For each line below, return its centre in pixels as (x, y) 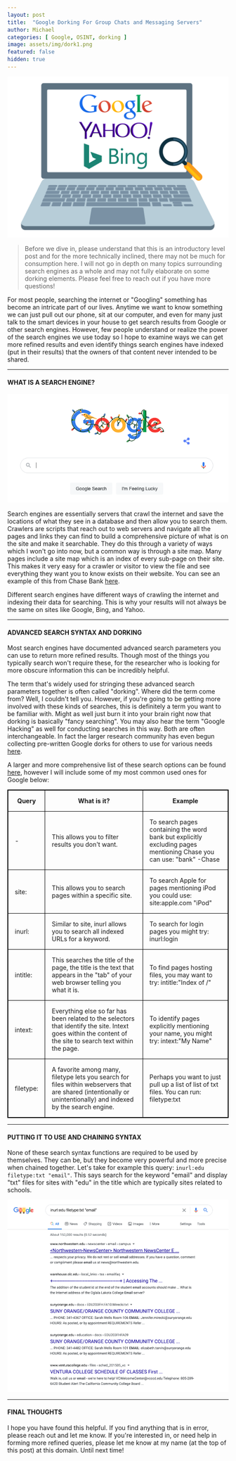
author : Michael (31, 30)
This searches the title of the (93, 960)
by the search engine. (83, 1107)
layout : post (26, 15)
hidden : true (26, 60)
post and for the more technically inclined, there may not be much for (125, 256)
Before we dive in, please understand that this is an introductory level (125, 249)
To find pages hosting (181, 968)
